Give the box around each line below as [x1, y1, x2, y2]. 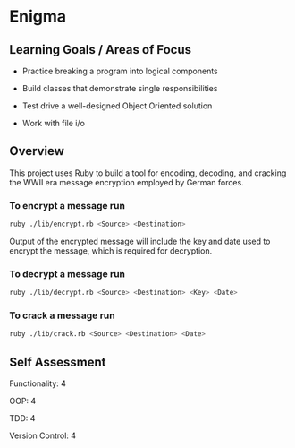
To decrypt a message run [9, 267, 126, 280]
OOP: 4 [9, 396, 37, 407]
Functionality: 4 [9, 378, 67, 389]
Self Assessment [9, 354, 106, 369]
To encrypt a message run [9, 199, 125, 211]
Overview [9, 143, 65, 159]
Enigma [9, 6, 67, 27]
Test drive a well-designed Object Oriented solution [21, 100, 213, 111]
